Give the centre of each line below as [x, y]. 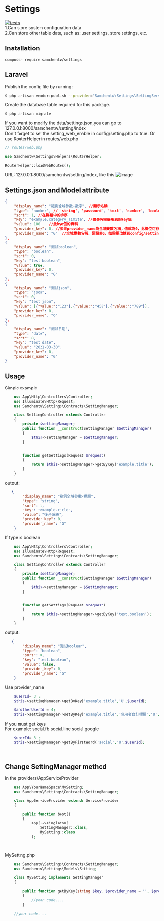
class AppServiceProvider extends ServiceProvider [66, 800]
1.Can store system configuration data [43, 27]
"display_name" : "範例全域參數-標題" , [59, 497]
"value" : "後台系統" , [43, 515]
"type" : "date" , [31, 334]
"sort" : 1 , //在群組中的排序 [41, 215]
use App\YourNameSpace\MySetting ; [49, 787]
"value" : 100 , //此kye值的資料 [46, 224]
